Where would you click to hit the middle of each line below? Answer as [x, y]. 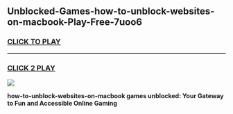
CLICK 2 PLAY [31, 68]
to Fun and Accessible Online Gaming [62, 103]
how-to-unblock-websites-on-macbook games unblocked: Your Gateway [115, 95]
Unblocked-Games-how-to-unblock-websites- [111, 11]
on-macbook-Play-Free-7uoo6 [75, 22]
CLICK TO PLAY [34, 42]
